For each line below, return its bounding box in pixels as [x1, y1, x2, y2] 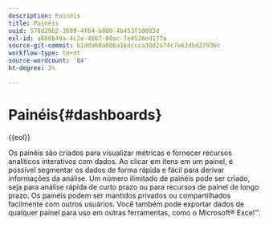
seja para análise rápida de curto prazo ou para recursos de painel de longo [8, 182, 259, 191]
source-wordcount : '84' [8, 57, 88, 65]
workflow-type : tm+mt [8, 49, 81, 57]
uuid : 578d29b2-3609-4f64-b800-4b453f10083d [8, 27, 160, 35]
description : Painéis [8, 11, 81, 20]
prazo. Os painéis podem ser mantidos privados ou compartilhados [8, 190, 231, 200]
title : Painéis [8, 19, 59, 27]
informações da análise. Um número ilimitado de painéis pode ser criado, [8, 174, 251, 183]
